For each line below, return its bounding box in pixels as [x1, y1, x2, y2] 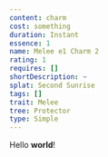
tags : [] [9, 89, 43, 98]
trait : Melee [9, 97, 59, 107]
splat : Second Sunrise [9, 81, 95, 90]
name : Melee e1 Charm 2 [9, 47, 100, 56]
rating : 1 [9, 55, 47, 64]
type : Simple [9, 114, 59, 123]
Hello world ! [9, 140, 56, 151]
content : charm [9, 13, 67, 23]
